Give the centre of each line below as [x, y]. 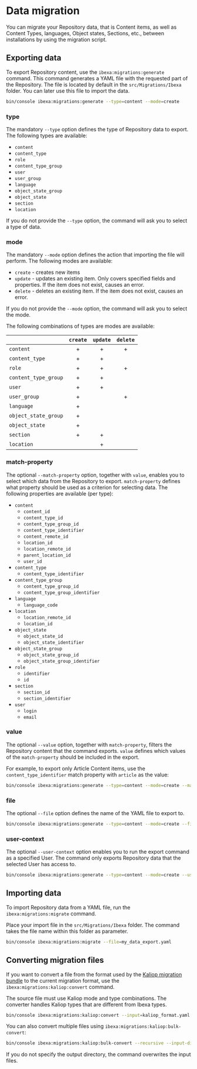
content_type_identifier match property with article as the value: [87, 775]
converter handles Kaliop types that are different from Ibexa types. [86, 1004]
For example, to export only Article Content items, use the [76, 768]
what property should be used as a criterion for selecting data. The [87, 487]
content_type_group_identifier [62, 593]
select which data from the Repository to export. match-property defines [93, 481]
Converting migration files [55, 960]
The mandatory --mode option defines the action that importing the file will [95, 255]
